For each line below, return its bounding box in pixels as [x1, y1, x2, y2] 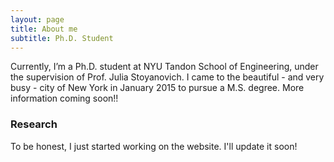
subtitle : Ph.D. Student [10, 33, 114, 43]
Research [10, 117, 58, 131]
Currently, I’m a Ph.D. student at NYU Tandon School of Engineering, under [10, 61, 319, 73]
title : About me [10, 24, 78, 34]
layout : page [10, 14, 65, 25]
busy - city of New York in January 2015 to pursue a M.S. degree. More [10, 82, 305, 94]
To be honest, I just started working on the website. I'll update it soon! [10, 140, 298, 152]
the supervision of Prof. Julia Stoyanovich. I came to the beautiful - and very [10, 71, 325, 83]
